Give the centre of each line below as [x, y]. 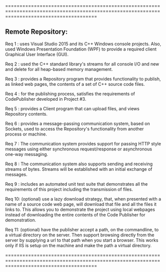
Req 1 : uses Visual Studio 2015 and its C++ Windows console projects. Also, [83, 44]
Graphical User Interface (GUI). [37, 54]
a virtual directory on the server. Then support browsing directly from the [80, 235]
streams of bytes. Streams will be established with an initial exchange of [79, 169]
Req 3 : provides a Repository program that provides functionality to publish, [83, 79]
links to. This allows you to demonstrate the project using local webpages [80, 209]
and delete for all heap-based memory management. [59, 69]
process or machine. [26, 134]
